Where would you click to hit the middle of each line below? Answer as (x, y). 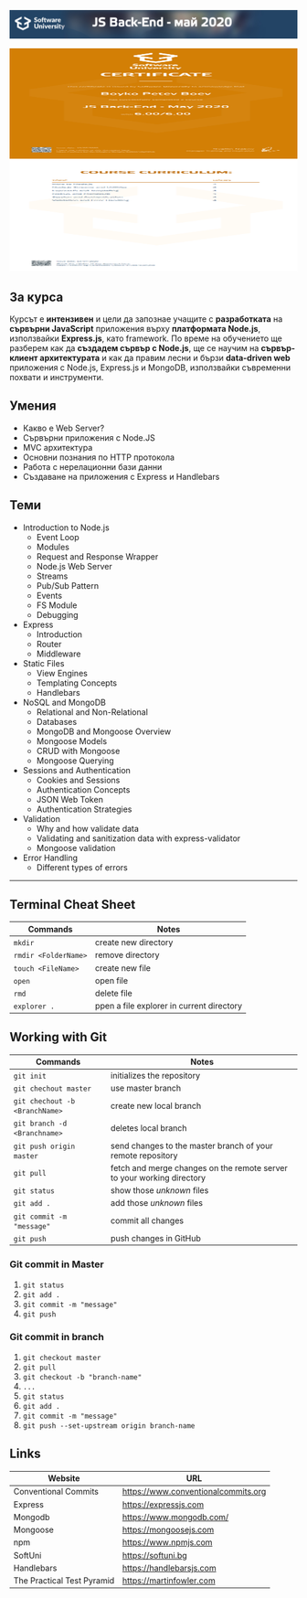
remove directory (127, 955)
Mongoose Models (72, 740)
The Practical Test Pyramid (64, 1581)
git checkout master (62, 1358)
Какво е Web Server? (64, 428)
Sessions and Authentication (76, 770)
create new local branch (156, 1105)
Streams (52, 576)
